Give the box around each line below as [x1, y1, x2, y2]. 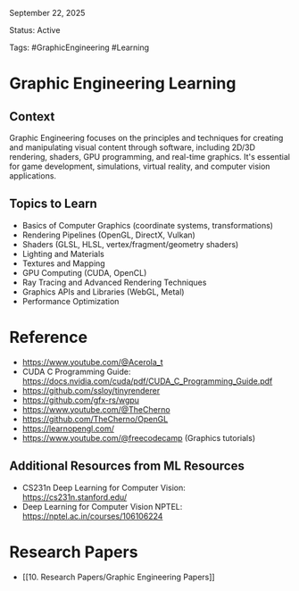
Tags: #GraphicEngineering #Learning [9, 42, 150, 53]
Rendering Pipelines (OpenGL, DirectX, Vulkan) [21, 229, 196, 240]
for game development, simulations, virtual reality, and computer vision [9, 161, 270, 171]
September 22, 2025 [9, 8, 86, 18]
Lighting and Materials [21, 248, 104, 259]
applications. [9, 171, 56, 181]
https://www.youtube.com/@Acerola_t [21, 356, 163, 367]
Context [9, 109, 55, 124]
